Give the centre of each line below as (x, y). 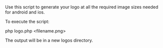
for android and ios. (25, 12)
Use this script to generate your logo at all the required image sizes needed (82, 7)
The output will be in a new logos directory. (49, 40)
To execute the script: (27, 22)
